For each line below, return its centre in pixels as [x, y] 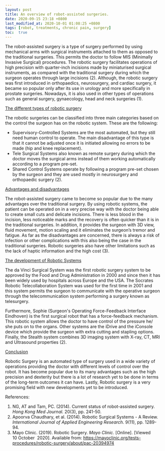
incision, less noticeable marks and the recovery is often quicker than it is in [82, 220]
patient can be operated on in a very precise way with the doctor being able [82, 209]
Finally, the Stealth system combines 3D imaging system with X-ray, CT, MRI [82, 337]
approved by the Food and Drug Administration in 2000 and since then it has [83, 275]
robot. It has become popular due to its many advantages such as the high [81, 372]
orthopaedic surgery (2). [37, 180]
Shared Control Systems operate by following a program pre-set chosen [85, 169]
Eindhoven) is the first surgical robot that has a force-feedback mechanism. [82, 316]
